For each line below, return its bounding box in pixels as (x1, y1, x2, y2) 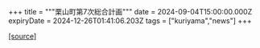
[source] (8, 31, 37, 41)
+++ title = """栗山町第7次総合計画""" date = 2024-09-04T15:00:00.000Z (8, 7, 253, 16)
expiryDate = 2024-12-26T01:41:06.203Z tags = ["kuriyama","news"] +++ (8, 16, 252, 26)
